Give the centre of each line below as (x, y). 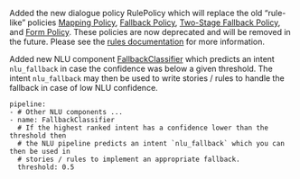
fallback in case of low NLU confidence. (84, 88)
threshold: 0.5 (46, 167)
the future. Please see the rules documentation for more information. (137, 41)
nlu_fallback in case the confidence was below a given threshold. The (141, 68)
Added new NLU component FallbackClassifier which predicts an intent (142, 59)
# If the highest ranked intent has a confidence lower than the (143, 128)
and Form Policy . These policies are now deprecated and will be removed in (150, 32)
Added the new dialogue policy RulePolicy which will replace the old (136, 13)
